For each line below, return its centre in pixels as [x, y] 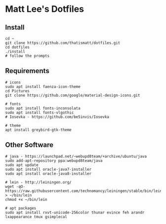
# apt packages [21, 208]
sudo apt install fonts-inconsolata [43, 108]
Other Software [29, 145]
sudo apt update [22, 165]
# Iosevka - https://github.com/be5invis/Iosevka [57, 117]
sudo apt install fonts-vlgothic [40, 112]
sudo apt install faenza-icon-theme [43, 87]
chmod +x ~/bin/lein [26, 199]
